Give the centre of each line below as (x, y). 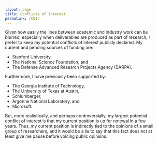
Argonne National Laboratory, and (46, 101)
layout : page (18, 9)
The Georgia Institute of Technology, (49, 86)
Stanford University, (32, 57)
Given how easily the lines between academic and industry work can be (77, 32)
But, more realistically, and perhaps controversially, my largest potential (76, 116)
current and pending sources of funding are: (49, 48)
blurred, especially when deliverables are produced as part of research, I (78, 37)
